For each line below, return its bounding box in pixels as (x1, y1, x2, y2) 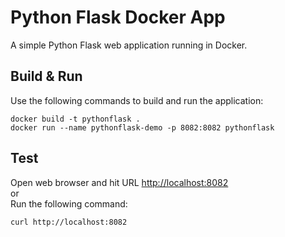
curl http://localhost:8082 (10, 217, 128, 227)
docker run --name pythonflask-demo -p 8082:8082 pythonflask (10, 122, 275, 133)
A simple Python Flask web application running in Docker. (10, 39, 248, 51)
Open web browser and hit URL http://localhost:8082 (10, 176, 229, 188)
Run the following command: (10, 197, 128, 210)
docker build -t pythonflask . (10, 114, 141, 124)
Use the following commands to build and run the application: (10, 94, 264, 106)
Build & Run (10, 68, 83, 85)
